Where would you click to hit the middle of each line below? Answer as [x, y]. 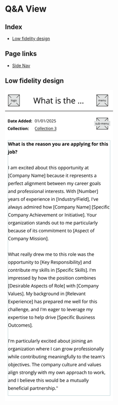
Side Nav [21, 65]
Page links [21, 54]
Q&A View [26, 9]
